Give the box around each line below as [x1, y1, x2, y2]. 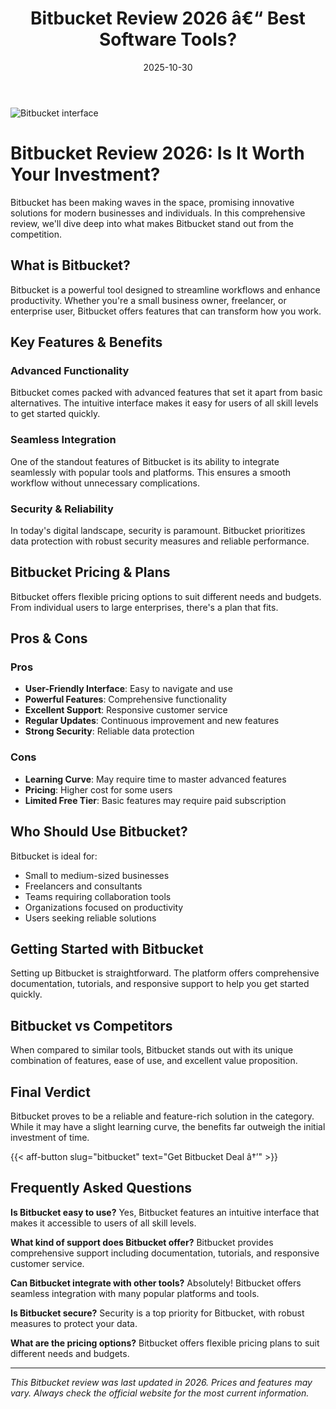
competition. [10, 228, 63, 240]
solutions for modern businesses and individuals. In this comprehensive [10, 207, 306, 219]
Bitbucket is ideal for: [10, 850, 98, 862]
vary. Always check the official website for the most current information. [10, 1387, 310, 1399]
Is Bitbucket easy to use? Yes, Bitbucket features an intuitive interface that [10, 1206, 320, 1218]
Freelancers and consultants [24, 880, 143, 892]
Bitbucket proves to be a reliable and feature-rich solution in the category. [10, 1110, 315, 1122]
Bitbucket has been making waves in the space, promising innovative [10, 196, 295, 208]
